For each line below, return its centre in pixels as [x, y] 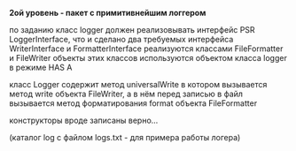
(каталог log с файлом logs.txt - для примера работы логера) [125, 137]
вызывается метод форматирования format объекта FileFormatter [133, 103]
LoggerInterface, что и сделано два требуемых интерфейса [121, 39]
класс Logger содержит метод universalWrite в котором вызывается [138, 84]
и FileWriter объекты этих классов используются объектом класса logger [148, 58]
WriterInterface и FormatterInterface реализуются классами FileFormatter [146, 49]
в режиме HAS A [41, 67]
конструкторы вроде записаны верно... [84, 120]
